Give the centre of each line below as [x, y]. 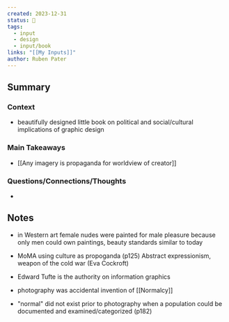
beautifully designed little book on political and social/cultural [105, 122]
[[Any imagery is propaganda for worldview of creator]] [97, 163]
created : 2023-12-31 [37, 14]
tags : [15, 26]
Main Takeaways [37, 148]
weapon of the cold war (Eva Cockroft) [73, 263]
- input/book [32, 46]
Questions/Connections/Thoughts [67, 181]
